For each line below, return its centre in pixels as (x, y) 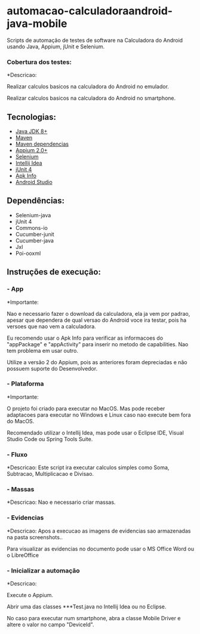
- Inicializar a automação (43, 570)
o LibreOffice (23, 555)
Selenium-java (33, 215)
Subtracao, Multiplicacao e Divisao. (50, 474)
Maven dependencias (42, 144)
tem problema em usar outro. (42, 350)
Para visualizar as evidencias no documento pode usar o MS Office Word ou (101, 549)
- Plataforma (25, 384)
